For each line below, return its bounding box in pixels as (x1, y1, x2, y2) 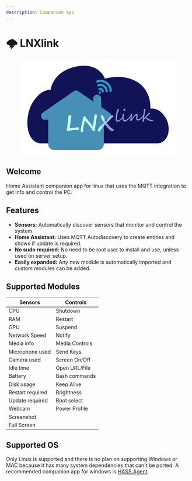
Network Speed (8, 332, 47, 339)
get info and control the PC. (6, 188, 72, 196)
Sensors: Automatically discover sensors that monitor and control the (14, 221, 183, 228)
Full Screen (8, 421, 36, 428)
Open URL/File (55, 364, 91, 371)
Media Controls (55, 340, 93, 347)
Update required (8, 397, 48, 404)
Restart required (8, 388, 48, 395)
